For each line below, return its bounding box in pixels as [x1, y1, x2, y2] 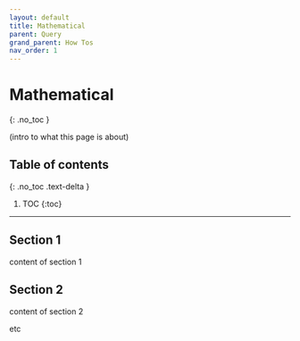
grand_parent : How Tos [9, 37, 94, 47]
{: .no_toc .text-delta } [9, 180, 90, 192]
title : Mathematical [9, 21, 87, 30]
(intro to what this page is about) [9, 131, 129, 143]
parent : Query [9, 29, 62, 38]
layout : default [9, 12, 70, 22]
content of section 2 [9, 305, 84, 317]
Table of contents [9, 157, 109, 172]
